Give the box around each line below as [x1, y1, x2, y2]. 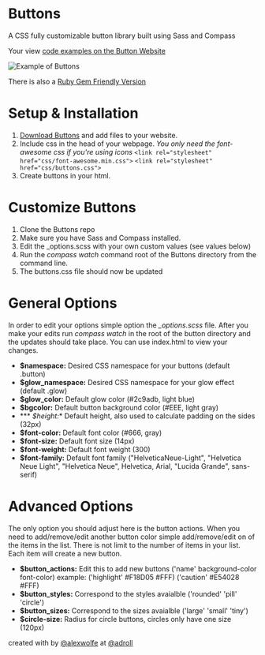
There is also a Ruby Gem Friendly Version [8, 77, 147, 86]
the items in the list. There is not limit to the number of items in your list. [8, 540, 241, 549]
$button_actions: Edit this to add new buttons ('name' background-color [19, 563, 257, 573]
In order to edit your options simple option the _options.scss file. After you [8, 320, 248, 330]
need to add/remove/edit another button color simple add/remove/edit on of [8, 532, 255, 541]
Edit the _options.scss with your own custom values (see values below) [19, 241, 252, 251]
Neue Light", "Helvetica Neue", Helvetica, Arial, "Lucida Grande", [19, 461, 230, 470]
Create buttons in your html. [19, 170, 111, 180]
